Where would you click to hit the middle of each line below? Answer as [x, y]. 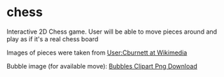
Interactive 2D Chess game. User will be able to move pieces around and [112, 31]
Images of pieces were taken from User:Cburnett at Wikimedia [97, 52]
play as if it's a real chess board [53, 38]
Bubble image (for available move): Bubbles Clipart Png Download [102, 66]
